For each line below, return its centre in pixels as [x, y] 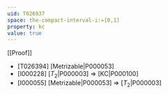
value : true [24, 33]
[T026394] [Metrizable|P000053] [66, 66]
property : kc [26, 26]
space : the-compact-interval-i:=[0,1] [63, 20]
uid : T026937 [26, 14]
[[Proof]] [20, 53]
